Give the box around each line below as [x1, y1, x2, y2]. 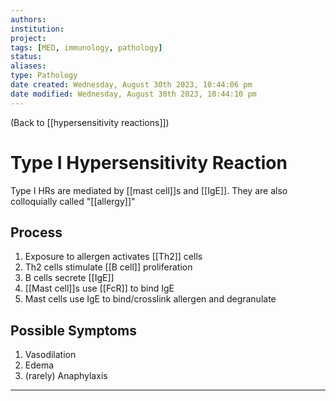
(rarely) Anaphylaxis [24, 370, 108, 382]
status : [10, 52, 43, 62]
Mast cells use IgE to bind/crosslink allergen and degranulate [24, 293, 277, 305]
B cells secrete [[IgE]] [24, 272, 115, 284]
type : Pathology [10, 71, 78, 81]
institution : [10, 24, 65, 34]
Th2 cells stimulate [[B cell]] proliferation [24, 261, 193, 273]
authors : [10, 14, 47, 25]
